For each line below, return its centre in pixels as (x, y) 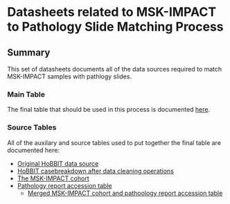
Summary (29, 52)
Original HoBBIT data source (58, 163)
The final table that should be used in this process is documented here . (109, 110)
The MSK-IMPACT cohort (53, 178)
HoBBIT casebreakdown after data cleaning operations (96, 171)
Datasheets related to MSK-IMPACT (112, 12)
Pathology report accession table (64, 185)
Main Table (26, 94)
